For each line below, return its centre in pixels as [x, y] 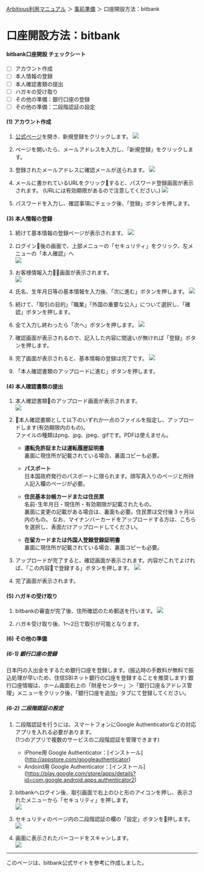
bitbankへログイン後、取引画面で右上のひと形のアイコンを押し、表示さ [104, 792]
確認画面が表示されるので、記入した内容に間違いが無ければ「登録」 [100, 338]
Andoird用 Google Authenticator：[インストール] [85, 767]
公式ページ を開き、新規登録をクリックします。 [73, 136]
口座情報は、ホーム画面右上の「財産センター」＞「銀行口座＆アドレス [99, 685]
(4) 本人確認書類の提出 [35, 386]
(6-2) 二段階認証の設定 [35, 708]
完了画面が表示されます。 [47, 581]
